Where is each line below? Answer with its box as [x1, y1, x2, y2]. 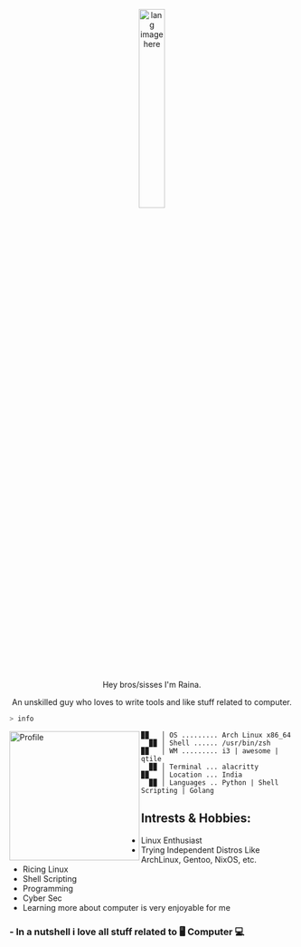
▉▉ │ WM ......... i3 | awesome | [141, 746, 279, 756]
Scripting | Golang [141, 786, 214, 795]
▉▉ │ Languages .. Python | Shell [148, 778, 279, 788]
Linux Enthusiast [141, 835, 202, 846]
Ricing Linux [22, 864, 69, 875]
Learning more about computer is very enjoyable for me [22, 902, 230, 913]
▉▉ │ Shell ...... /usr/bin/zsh [148, 739, 271, 748]
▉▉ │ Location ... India [141, 770, 242, 779]
